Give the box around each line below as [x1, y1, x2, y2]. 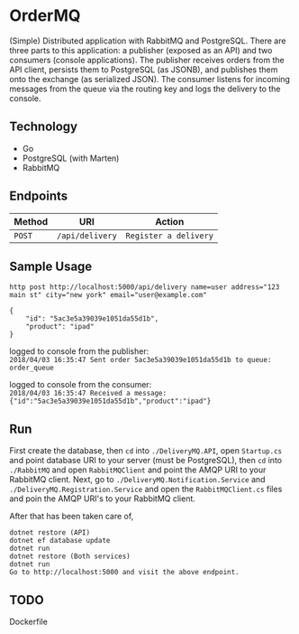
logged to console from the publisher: [9, 346, 149, 357]
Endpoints [9, 189, 68, 204]
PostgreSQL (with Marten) [22, 153, 120, 163]
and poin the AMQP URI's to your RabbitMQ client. [9, 493, 196, 504]
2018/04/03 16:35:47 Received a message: [9, 389, 168, 398]
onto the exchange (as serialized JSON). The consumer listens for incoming [9, 73, 291, 84]
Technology [9, 119, 78, 135]
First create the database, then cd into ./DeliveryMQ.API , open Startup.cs [9, 445, 282, 456]
